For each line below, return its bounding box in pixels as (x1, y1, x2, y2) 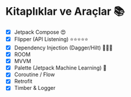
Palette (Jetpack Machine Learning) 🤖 (14, 64, 107, 71)
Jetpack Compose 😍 (14, 28, 66, 36)
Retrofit (14, 78, 33, 85)
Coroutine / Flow (14, 71, 55, 78)
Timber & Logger (14, 85, 56, 92)
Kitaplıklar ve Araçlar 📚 (5, 5, 125, 18)
